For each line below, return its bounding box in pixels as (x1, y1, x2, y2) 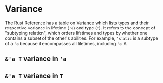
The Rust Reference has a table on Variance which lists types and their (5, 20, 149, 26)
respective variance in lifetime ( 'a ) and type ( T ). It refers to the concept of (5, 25, 156, 30)
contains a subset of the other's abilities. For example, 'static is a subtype (5, 35, 158, 41)
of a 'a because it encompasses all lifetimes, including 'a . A (5, 40, 127, 46)
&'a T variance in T (5, 71, 63, 80)
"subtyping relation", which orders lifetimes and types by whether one (5, 30, 148, 36)
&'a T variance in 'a (5, 55, 67, 63)
